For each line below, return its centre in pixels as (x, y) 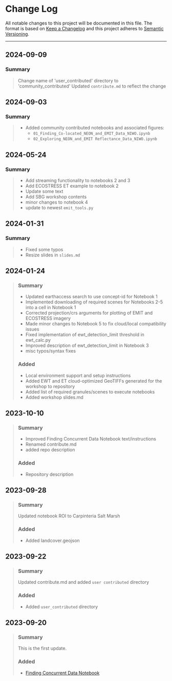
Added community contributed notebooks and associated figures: (95, 128)
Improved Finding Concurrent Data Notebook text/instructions (91, 439)
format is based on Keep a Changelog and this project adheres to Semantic (84, 28)
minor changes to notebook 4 (57, 202)
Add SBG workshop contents (56, 197)
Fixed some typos (44, 249)
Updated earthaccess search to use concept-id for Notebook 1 (91, 297)
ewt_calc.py (38, 340)
